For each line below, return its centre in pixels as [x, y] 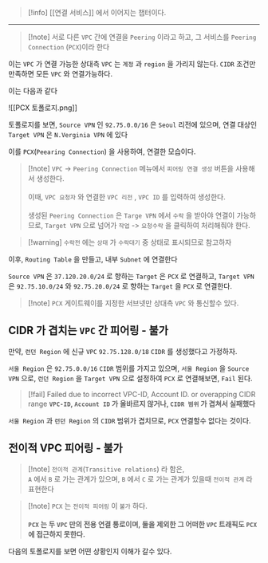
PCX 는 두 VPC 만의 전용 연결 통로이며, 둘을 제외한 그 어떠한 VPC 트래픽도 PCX [142, 524]
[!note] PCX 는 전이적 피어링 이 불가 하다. [87, 506]
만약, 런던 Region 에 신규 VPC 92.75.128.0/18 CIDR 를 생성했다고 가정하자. [123, 351]
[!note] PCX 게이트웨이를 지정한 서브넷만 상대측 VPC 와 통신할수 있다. [133, 303]
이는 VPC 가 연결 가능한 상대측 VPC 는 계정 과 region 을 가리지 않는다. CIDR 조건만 [132, 64]
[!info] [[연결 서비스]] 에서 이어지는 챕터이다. [97, 12]
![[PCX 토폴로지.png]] [43, 108]
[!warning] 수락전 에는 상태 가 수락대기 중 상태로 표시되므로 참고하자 [130, 242]
